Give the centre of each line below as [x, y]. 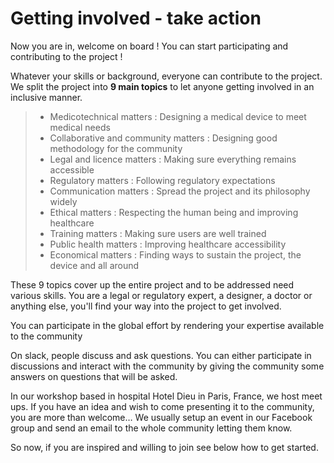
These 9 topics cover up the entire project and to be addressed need [152, 284]
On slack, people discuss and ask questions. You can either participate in [161, 355]
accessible [72, 169]
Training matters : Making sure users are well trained [158, 233]
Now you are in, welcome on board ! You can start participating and [149, 46]
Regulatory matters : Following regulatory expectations [162, 180]
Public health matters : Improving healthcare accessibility [168, 244]
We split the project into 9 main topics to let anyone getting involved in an [162, 86]
